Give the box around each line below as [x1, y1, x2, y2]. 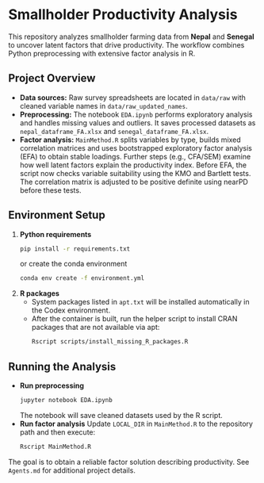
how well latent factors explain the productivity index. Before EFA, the [19, 160, 247, 170]
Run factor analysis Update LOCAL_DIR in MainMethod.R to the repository [19, 419, 254, 428]
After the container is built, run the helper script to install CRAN [31, 314, 238, 324]
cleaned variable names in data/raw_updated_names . [19, 101, 188, 110]
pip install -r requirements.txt [19, 244, 131, 253]
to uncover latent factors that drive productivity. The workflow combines [8, 40, 245, 49]
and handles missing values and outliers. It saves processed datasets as [19, 117, 256, 128]
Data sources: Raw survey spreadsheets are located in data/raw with [19, 93, 246, 102]
